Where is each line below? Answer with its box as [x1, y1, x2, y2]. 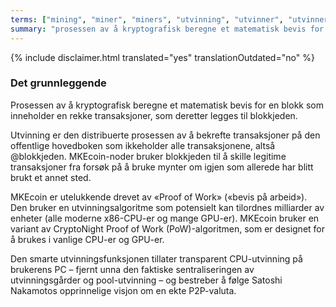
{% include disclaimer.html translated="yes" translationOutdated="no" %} [10, 51, 315, 63]
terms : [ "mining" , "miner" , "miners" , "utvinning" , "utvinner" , [10, 14, 284, 25]
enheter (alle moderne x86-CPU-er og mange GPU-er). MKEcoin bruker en [10, 212, 320, 224]
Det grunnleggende [10, 76, 107, 90]
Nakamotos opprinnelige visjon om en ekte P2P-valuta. [10, 284, 237, 296]
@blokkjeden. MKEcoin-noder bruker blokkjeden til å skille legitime [10, 150, 287, 162]
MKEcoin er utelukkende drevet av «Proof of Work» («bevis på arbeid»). [10, 191, 308, 203]
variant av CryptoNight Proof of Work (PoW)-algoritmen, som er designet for [10, 222, 325, 235]
